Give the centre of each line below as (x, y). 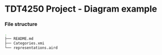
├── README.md (19, 39)
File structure (21, 24)
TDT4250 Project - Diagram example (81, 9)
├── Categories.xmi (25, 43)
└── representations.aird (31, 48)
